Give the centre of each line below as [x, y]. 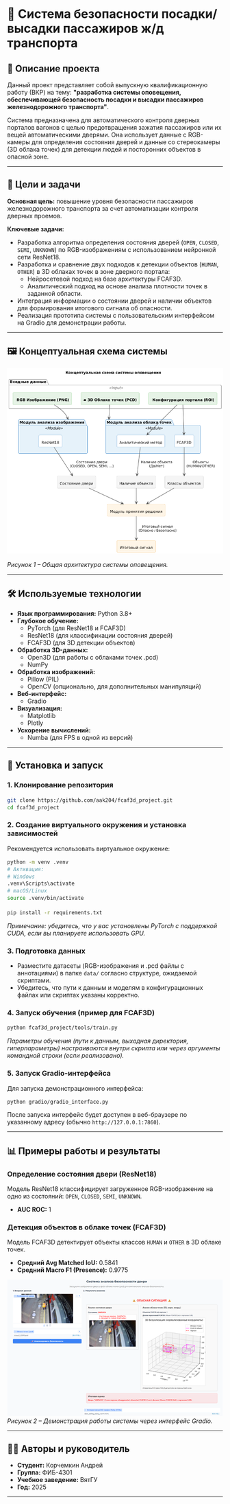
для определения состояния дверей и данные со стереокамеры [126, 142]
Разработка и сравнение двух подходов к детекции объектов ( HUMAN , [118, 264]
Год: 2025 [31, 1487]
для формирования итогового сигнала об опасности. [94, 308]
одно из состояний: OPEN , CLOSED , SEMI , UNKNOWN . [75, 1196]
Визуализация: [40, 708]
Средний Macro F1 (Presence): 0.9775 [73, 1270]
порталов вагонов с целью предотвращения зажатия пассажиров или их [114, 127]
